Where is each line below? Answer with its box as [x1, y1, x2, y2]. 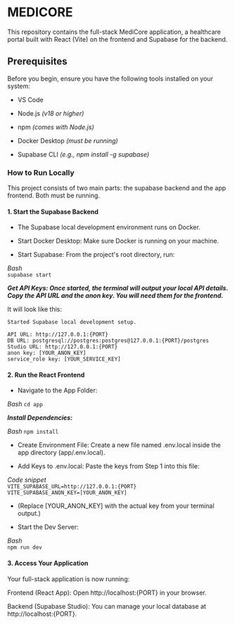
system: [7, 82, 30, 90]
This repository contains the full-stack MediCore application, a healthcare [7, 28, 222, 36]
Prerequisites [7, 56, 68, 68]
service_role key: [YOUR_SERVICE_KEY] [7, 356, 121, 363]
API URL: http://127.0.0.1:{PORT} [7, 331, 109, 339]
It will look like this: [7, 305, 62, 314]
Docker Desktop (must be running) [17, 136, 118, 145]
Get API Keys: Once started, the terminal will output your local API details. [7, 284, 229, 293]
